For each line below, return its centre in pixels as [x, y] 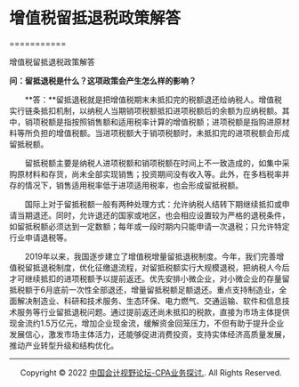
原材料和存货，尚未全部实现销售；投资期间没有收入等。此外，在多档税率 [149, 173]
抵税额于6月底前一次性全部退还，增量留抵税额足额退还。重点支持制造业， [144, 289]
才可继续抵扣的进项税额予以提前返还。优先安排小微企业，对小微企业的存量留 [149, 278]
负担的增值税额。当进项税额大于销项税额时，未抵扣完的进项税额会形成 [161, 133]
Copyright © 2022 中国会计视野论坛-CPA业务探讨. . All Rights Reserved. [151, 372]
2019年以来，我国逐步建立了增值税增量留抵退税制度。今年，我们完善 [150, 256]
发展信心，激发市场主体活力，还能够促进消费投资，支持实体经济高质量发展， [149, 334]
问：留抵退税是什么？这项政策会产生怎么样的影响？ [103, 80]
